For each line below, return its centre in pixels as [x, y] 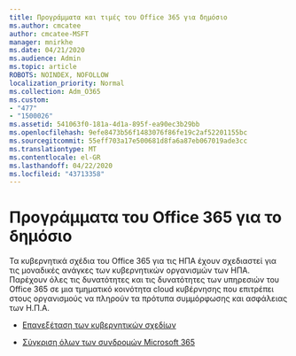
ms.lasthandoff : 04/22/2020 [61, 166]
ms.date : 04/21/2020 [47, 50]
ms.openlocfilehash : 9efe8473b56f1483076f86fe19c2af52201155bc [129, 133]
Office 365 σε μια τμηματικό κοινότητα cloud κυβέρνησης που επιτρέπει [142, 290]
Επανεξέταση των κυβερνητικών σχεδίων [99, 325]
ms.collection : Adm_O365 [55, 91]
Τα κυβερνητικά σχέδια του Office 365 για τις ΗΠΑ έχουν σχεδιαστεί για [143, 261]
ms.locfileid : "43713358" [57, 174]
